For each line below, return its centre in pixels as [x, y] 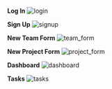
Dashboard [24, 65]
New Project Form [34, 52]
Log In [16, 11]
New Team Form [31, 38]
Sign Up [19, 24]
